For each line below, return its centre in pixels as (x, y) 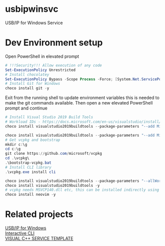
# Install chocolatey (27, 74)
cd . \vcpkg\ (17, 158)
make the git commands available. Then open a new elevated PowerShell (79, 103)
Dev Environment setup (54, 43)
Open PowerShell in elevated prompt (42, 56)
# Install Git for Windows (33, 84)
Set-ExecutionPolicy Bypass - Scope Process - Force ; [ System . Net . (73, 79)
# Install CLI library (28, 167)
